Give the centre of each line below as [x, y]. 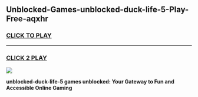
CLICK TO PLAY [29, 36]
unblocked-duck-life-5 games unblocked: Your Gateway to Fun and [90, 81]
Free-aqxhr [27, 19]
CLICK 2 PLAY [27, 58]
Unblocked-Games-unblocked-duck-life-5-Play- [98, 10]
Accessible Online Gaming [39, 88]
